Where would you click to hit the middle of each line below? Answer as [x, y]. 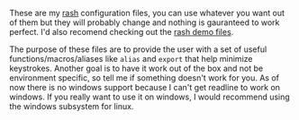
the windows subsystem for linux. [72, 106]
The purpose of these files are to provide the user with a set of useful [138, 49]
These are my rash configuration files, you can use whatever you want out [147, 13]
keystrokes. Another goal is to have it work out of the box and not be [136, 68]
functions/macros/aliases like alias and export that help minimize [131, 59]
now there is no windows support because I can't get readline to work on [145, 87]
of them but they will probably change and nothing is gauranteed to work [145, 22]
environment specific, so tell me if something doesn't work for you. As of [145, 78]
